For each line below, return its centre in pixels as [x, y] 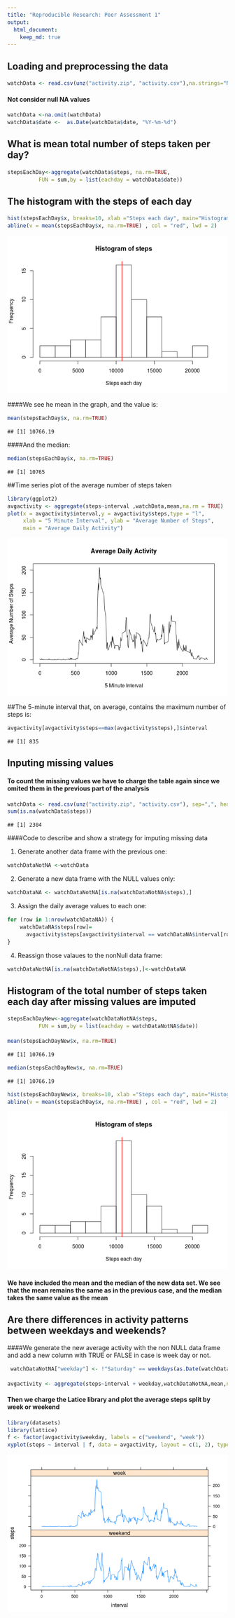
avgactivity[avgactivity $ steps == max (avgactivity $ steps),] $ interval [108, 728]
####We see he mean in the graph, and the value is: [83, 405]
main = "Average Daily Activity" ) [73, 528]
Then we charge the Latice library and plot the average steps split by [109, 1400]
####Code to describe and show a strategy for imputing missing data [108, 838]
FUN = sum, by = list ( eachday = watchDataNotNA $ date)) [118, 1026]
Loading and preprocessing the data [88, 66]
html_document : [36, 29]
